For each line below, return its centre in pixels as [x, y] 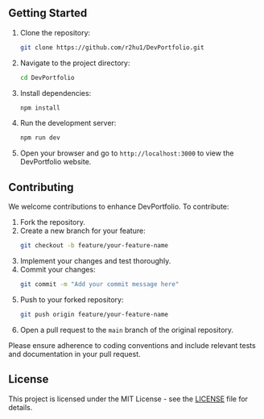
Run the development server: [68, 123]
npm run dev [40, 138]
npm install [40, 108]
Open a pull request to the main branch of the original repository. [127, 330]
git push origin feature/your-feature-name [94, 314]
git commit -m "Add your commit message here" [99, 284]
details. [21, 407]
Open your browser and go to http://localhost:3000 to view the [127, 153]
